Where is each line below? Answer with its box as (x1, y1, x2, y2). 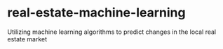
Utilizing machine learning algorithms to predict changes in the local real (7, 28, 216, 36)
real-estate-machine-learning (7, 5, 186, 21)
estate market (7, 35, 48, 43)
